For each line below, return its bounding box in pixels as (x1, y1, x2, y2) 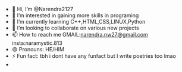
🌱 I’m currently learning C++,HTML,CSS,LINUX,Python (11, 18, 146, 25)
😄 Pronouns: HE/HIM (11, 46, 64, 53)
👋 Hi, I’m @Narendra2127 (11, 6, 73, 12)
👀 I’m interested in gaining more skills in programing (11, 12, 139, 19)
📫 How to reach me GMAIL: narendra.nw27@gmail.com (11, 31, 148, 38)
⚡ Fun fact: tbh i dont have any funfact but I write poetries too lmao (11, 53, 177, 59)
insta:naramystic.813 (11, 40, 62, 47)
